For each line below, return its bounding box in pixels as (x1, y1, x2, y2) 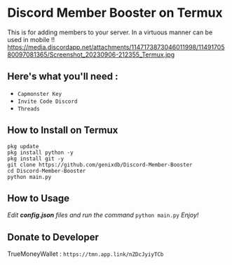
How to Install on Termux (7, 124, 118, 136)
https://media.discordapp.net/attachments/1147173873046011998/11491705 (7, 43, 225, 51)
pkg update (7, 143, 39, 150)
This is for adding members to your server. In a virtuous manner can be (7, 28, 213, 36)
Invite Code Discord (17, 98, 78, 105)
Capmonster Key (17, 90, 62, 97)
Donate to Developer (7, 231, 100, 243)
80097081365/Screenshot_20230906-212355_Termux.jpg (7, 50, 175, 59)
